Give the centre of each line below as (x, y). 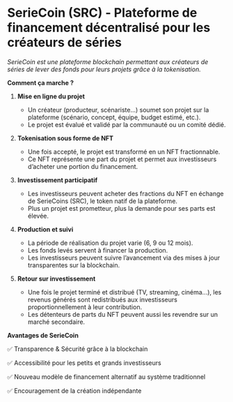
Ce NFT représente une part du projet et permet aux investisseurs (122, 159)
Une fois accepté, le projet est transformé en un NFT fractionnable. (124, 151)
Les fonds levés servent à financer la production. (98, 250)
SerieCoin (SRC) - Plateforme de (102, 13)
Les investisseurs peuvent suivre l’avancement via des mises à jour (124, 258)
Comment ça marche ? (41, 82)
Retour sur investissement (56, 278)
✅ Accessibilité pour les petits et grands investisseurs (84, 363)
